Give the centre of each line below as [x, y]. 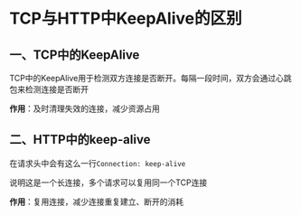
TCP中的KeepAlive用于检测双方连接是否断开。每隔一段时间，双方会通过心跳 [150, 78]
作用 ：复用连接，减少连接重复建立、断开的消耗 [96, 201]
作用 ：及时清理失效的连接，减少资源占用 [85, 108]
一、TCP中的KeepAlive [75, 55]
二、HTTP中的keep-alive [80, 140]
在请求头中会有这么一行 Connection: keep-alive [98, 163]
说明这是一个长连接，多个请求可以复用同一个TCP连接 [108, 182]
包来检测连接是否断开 [49, 89]
